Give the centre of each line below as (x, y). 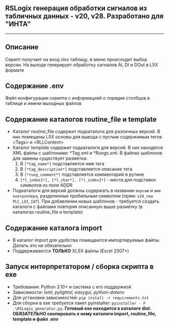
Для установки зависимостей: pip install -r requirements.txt (81, 297)
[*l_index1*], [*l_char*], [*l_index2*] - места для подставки (88, 180)
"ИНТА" (18, 24)
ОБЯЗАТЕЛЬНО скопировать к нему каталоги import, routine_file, (84, 313)
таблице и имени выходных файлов (44, 104)
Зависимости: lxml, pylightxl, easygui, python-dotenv (68, 292)
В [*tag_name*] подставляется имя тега (62, 164)
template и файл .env (35, 319)
